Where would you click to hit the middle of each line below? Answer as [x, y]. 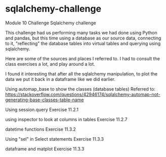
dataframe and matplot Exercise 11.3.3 [45, 149]
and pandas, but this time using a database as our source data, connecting [83, 38]
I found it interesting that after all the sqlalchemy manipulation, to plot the [81, 73]
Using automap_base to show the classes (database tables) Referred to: [80, 89]
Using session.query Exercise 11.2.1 [42, 109]
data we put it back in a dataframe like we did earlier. [60, 79]
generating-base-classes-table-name [45, 100]
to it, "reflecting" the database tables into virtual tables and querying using [83, 43]
